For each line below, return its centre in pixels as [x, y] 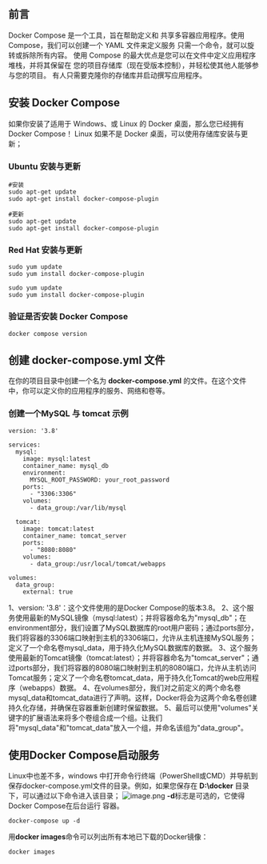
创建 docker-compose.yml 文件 [87, 360]
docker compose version [48, 334]
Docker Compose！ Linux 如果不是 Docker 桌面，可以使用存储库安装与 [125, 134]
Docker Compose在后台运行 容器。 [66, 806]
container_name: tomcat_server [75, 536]
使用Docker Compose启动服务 [84, 756]
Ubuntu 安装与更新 [45, 166]
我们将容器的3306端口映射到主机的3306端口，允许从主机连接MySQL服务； [132, 638]
